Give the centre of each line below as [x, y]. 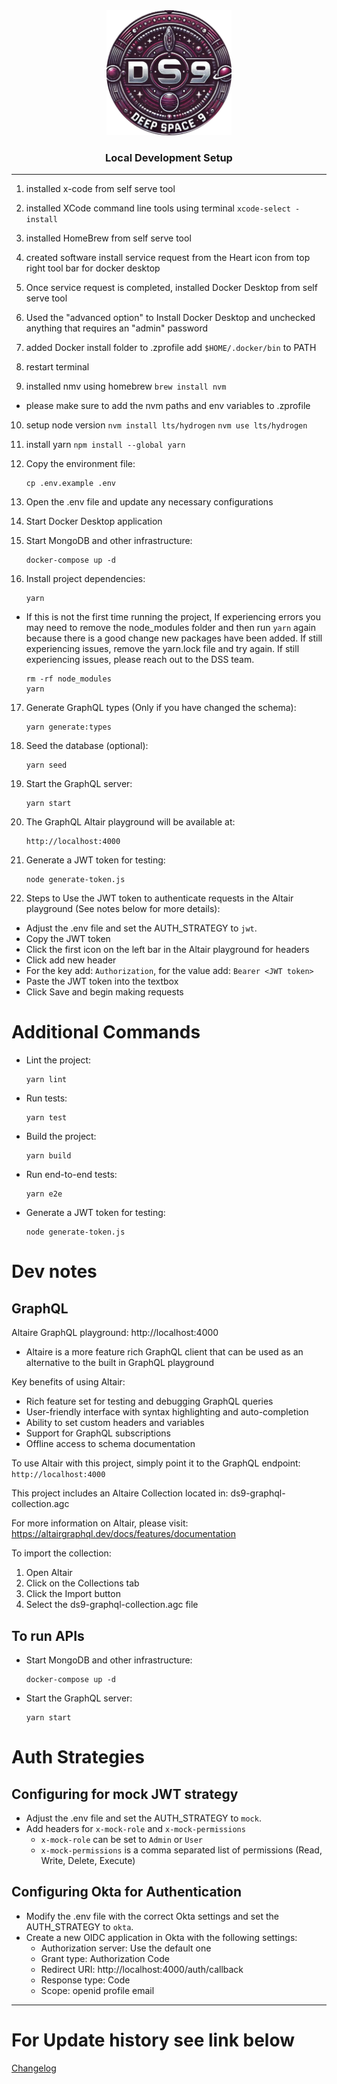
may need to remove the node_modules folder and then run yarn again [170, 628]
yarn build [48, 1156]
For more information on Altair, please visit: [100, 1523]
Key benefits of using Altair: [68, 1382]
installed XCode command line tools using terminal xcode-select [158, 208]
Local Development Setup [169, 157]
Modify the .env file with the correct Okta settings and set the [152, 1916]
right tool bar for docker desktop [93, 268]
